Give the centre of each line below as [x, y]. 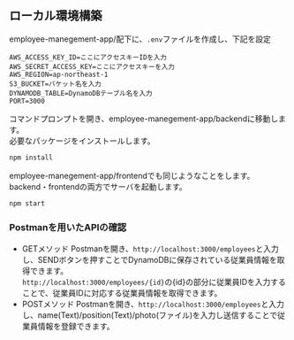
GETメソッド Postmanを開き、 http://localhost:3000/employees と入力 [151, 248]
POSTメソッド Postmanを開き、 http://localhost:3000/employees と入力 [153, 304]
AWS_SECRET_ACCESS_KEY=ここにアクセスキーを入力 [92, 66]
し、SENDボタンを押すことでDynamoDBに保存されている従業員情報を [150, 259]
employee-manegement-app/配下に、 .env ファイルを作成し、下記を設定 [140, 39]
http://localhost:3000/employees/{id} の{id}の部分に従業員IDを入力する [154, 282]
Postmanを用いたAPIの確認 [68, 228]
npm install [31, 158]
